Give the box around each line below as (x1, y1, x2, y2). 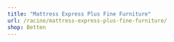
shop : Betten (7, 23, 46, 31)
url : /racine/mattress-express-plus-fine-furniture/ (7, 17, 168, 24)
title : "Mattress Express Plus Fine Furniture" (7, 10, 152, 18)
